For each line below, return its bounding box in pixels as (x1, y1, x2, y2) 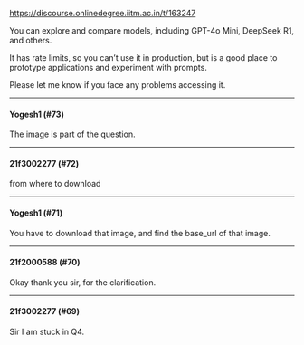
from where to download (9, 178, 101, 189)
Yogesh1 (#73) (9, 109, 65, 120)
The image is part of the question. (9, 129, 136, 139)
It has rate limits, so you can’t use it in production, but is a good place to (9, 53, 278, 62)
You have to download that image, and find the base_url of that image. (9, 227, 271, 238)
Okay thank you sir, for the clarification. (9, 276, 157, 288)
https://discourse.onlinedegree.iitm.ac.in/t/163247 (9, 8, 196, 18)
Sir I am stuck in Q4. (9, 326, 85, 338)
